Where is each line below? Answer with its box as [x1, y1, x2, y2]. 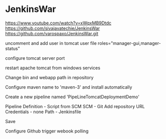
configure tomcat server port [5, 55, 65, 61]
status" [5, 45, 20, 51]
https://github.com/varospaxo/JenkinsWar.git [5, 30, 99, 36]
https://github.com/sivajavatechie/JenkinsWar [5, 25, 100, 31]
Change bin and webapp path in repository [5, 74, 94, 80]
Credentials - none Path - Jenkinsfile [5, 109, 81, 115]
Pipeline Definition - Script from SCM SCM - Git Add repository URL [5, 103, 145, 109]
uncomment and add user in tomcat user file [5, 40, 97, 46]
